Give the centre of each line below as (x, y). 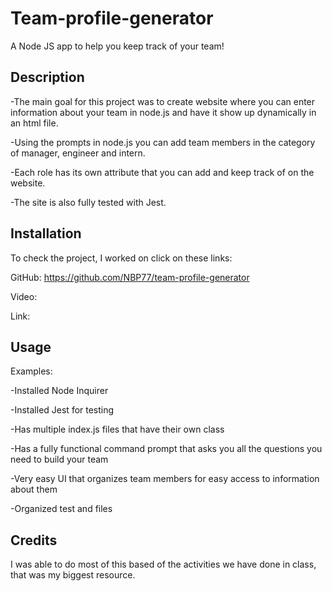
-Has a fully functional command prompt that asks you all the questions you (166, 449)
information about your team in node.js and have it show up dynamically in (163, 112)
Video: (24, 296)
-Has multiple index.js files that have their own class (117, 429)
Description (47, 77)
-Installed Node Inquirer (59, 391)
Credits (34, 540)
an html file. (34, 123)
